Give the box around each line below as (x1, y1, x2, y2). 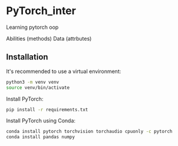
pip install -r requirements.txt (6, 107, 88, 112)
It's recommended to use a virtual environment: (6, 68, 121, 75)
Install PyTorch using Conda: (6, 117, 75, 124)
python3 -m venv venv (6, 79, 60, 85)
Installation (6, 52, 48, 62)
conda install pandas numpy (6, 134, 75, 140)
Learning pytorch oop (6, 24, 59, 31)
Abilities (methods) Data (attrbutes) (6, 35, 92, 42)
